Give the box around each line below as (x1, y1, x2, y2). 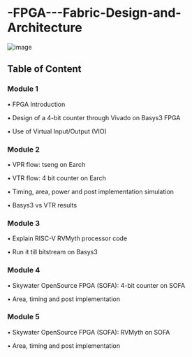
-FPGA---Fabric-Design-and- (7, 5, 182, 21)
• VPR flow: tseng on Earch (7, 160, 86, 168)
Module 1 (7, 84, 38, 94)
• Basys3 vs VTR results (7, 201, 77, 209)
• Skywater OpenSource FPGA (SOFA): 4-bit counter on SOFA (7, 281, 186, 289)
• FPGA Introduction (7, 100, 66, 108)
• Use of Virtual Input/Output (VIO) (7, 127, 107, 136)
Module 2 (7, 145, 40, 154)
